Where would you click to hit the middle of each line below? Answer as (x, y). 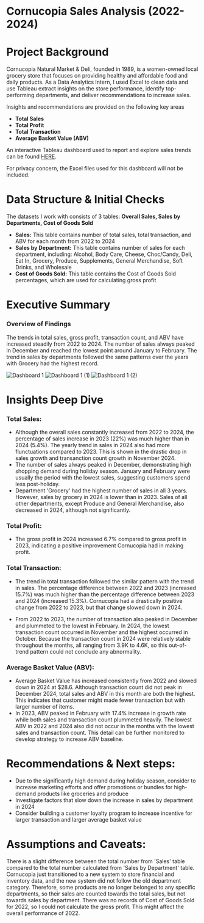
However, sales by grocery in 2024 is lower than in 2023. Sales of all (101, 497)
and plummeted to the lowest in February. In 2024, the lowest (92, 626)
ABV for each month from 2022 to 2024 (65, 241)
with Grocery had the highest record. (53, 363)
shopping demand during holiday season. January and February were (103, 471)
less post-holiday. (37, 484)
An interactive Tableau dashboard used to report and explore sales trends (99, 150)
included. (18, 175)
